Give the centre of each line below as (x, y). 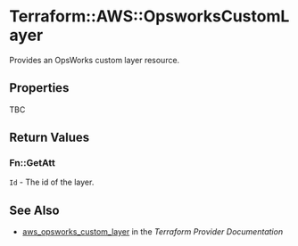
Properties (39, 88)
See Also (34, 210)
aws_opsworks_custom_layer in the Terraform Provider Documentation (153, 232)
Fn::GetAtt (32, 163)
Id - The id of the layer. (52, 182)
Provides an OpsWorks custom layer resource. (95, 60)
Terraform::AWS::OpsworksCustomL (149, 16)
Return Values (50, 138)
